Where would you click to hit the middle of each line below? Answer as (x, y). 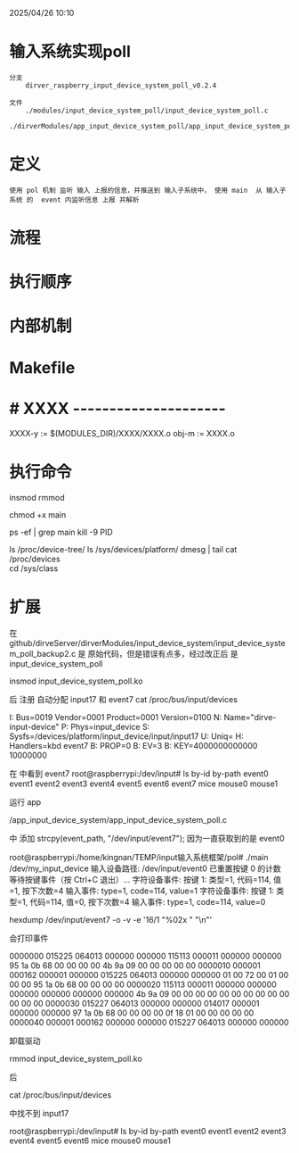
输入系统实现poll (70, 52)
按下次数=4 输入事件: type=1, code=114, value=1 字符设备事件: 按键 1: (148, 891)
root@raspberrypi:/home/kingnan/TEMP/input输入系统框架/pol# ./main (139, 858)
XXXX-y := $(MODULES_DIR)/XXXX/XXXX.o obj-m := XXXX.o (122, 433)
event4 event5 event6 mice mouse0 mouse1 (90, 1141)
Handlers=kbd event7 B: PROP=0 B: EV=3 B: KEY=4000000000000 (133, 746)
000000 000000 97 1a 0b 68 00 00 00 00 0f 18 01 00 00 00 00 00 (132, 1013)
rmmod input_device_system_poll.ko (76, 1059)
